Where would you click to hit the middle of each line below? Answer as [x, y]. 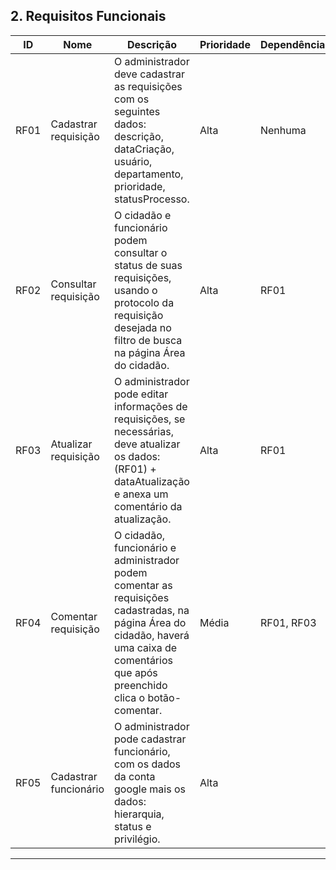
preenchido [141, 685]
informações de [151, 406]
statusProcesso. [152, 199]
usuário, [133, 161]
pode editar [141, 394]
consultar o [141, 252]
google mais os [150, 789]
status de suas [148, 265]
